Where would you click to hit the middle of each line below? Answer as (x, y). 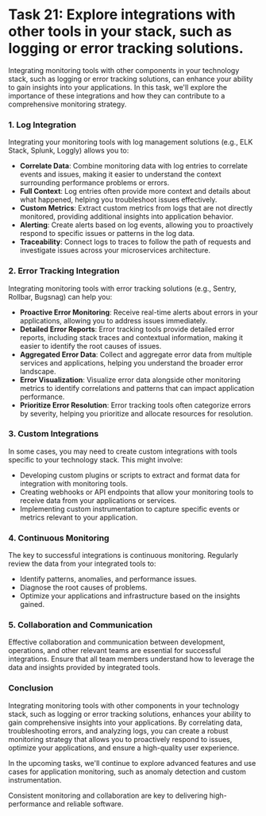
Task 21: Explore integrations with (122, 15)
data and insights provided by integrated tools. (85, 667)
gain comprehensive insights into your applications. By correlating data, (125, 722)
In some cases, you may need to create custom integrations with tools (123, 451)
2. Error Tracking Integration (64, 271)
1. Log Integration (42, 125)
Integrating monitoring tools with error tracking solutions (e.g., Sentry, (122, 288)
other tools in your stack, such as (120, 31)
